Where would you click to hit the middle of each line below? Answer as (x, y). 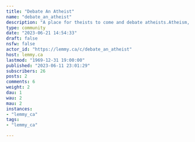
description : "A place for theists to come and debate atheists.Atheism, (98, 22)
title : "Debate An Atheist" (40, 11)
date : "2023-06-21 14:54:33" (42, 33)
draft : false (22, 38)
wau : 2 (14, 98)
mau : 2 (14, 103)
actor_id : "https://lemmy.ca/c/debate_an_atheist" (69, 49)
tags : (13, 120)
